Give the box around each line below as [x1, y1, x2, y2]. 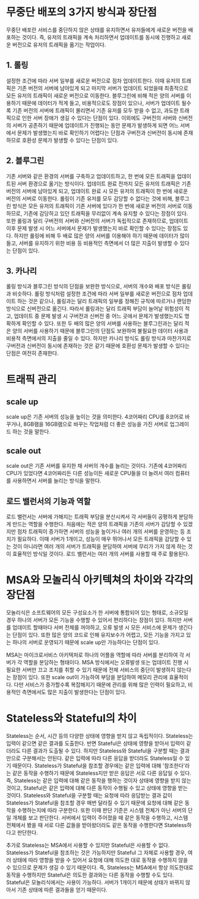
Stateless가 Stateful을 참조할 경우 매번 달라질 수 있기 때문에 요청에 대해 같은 [6, 799, 184, 806]
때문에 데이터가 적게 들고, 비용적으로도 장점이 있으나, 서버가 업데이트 [21, 99, 181, 106]
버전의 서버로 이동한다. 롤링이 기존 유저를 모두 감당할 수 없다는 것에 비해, [6, 194, 174, 202]
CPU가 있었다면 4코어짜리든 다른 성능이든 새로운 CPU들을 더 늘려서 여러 [6, 470, 174, 477]
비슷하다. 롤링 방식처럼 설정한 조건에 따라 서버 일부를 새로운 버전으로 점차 [12, 290, 182, 297]
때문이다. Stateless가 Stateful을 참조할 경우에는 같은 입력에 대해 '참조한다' [12, 762, 185, 769]
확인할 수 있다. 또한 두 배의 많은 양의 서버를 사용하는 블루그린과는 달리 [21, 320, 184, 327]
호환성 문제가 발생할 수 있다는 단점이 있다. [21, 136, 119, 143]
